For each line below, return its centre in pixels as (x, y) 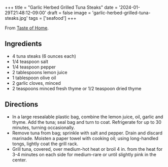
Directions (22, 104)
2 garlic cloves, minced (37, 83)
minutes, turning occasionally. (43, 127)
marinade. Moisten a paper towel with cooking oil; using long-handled (85, 138)
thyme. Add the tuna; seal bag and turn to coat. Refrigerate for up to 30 (87, 122)
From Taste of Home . (27, 28)
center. (20, 160)
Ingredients (23, 44)
